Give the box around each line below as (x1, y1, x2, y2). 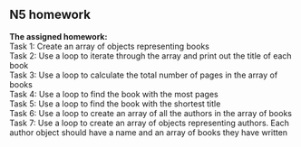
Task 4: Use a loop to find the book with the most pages (9, 88, 219, 99)
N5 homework (9, 7, 91, 23)
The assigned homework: (9, 31, 108, 41)
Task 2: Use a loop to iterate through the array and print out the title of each (9, 50, 292, 61)
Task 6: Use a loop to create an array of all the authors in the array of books (9, 107, 293, 118)
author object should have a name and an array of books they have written (9, 126, 288, 138)
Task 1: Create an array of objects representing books (9, 41, 210, 51)
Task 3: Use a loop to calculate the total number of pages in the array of (9, 69, 278, 80)
